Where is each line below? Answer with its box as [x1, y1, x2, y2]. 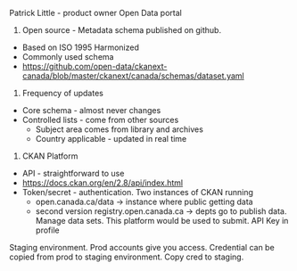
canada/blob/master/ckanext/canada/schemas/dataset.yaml [21, 70, 244, 81]
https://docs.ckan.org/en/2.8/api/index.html [21, 177, 184, 188]
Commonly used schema [21, 52, 114, 62]
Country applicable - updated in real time [35, 134, 187, 144]
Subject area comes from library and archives [35, 124, 203, 135]
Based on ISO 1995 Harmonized [21, 42, 140, 53]
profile [35, 225, 60, 235]
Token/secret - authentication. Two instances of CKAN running [21, 187, 254, 197]
